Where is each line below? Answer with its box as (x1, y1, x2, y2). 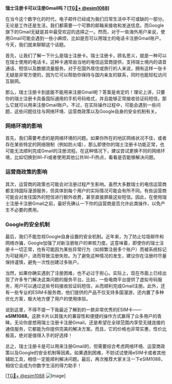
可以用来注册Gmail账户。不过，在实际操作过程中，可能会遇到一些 (18, 102, 157, 108)
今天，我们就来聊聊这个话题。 (5, 42, 68, 48)
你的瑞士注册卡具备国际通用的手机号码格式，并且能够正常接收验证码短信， (5, 95, 162, 102)
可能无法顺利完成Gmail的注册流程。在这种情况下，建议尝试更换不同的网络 (5, 148, 161, 154)
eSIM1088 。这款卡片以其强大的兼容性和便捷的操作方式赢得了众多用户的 (5, 313, 158, 319)
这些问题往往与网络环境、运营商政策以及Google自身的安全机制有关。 (14, 108, 160, 114)
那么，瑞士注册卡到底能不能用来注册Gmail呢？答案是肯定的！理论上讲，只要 (5, 89, 165, 95)
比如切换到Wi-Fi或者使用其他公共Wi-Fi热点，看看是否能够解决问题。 (14, 154, 158, 161)
